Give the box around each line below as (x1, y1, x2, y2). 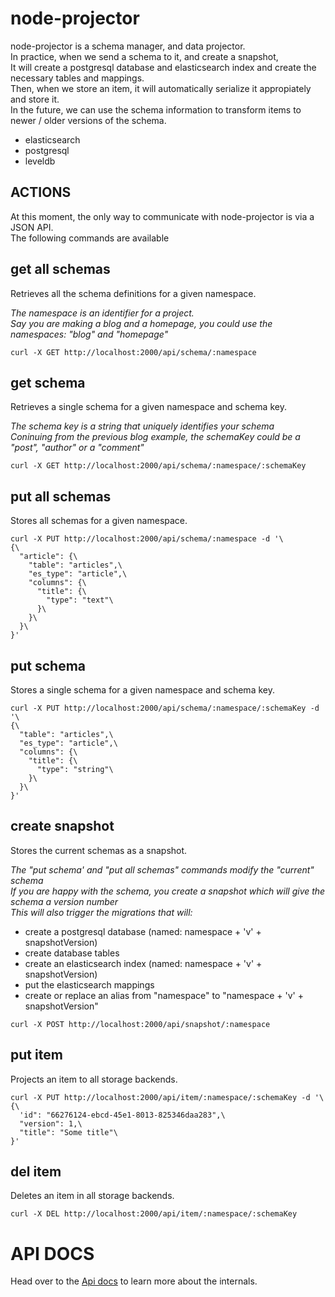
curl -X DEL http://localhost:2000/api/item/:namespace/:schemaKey (10, 1209, 298, 1219)
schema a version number (10, 895, 119, 907)
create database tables (24, 947, 120, 959)
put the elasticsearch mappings (24, 978, 155, 991)
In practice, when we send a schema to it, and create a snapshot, (10, 50, 279, 62)
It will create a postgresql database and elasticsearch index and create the (10, 61, 317, 73)
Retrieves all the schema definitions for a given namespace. (10, 287, 257, 299)
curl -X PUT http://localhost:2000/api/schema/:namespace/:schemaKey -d (10, 703, 320, 713)
